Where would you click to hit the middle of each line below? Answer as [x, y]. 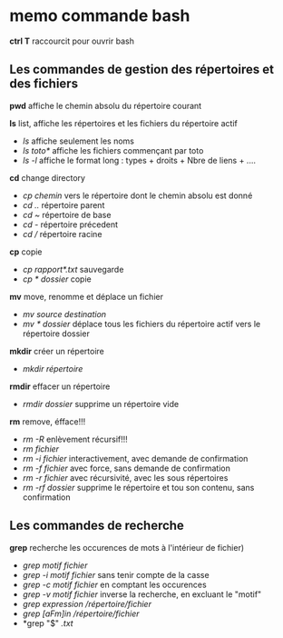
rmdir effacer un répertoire [60, 386]
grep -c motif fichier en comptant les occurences [114, 584]
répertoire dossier [56, 334]
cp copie [26, 252]
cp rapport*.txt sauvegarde [73, 269]
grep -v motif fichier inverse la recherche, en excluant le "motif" [142, 594]
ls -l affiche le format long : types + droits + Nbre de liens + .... [139, 160]
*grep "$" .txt [48, 623]
